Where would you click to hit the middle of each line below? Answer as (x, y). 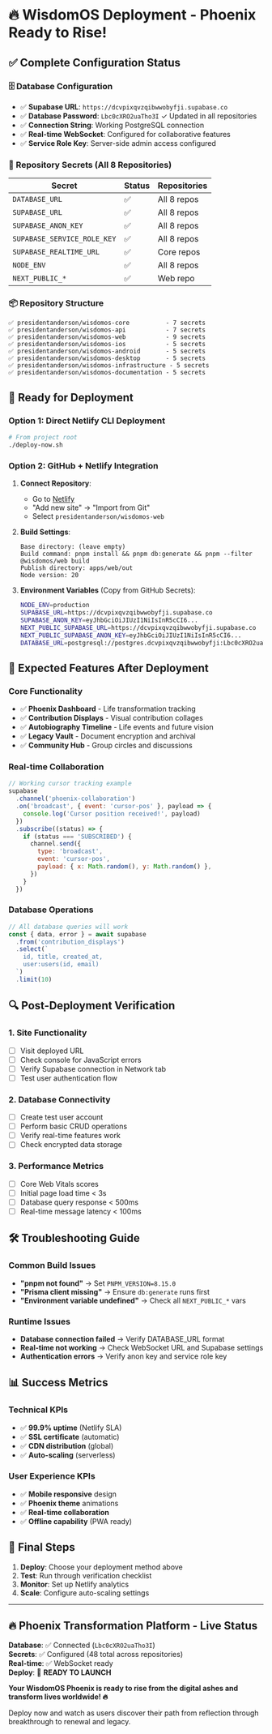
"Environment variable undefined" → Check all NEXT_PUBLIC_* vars (133, 1300)
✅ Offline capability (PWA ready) (76, 1521)
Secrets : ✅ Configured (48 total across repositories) (96, 1655)
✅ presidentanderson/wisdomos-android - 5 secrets (107, 351)
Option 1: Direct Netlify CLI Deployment (87, 421)
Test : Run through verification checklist (86, 1575)
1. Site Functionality (48, 1033)
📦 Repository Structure (56, 303)
